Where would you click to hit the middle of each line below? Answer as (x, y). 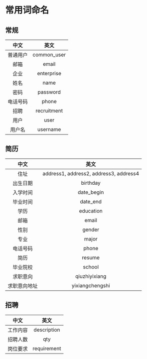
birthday (91, 183)
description (47, 330)
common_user (49, 55)
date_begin (91, 192)
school (91, 267)
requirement (47, 348)
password (49, 92)
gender (91, 230)
